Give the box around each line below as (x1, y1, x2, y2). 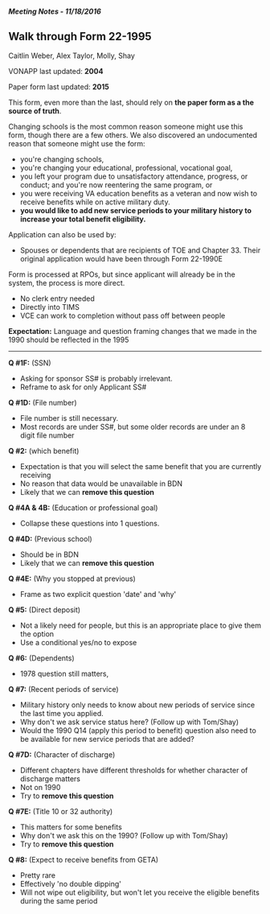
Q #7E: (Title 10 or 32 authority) (8, 807, 113, 817)
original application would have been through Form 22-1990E (19, 254, 223, 264)
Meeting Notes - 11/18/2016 (8, 6, 102, 16)
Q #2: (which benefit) (8, 447, 80, 456)
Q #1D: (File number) (8, 398, 78, 408)
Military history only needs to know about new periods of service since (19, 700, 256, 710)
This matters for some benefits (19, 822, 122, 832)
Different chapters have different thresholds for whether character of (19, 765, 248, 776)
